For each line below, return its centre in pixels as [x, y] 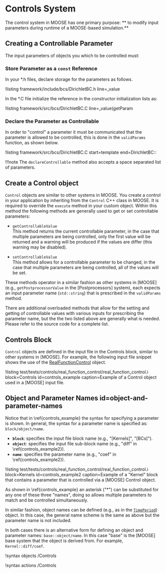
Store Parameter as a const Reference [51, 68]
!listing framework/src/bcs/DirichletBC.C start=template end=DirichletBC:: [81, 152]
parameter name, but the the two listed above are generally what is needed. [83, 319]
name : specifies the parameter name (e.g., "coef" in [64, 454]
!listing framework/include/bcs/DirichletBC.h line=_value [63, 89]
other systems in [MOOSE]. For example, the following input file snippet [78, 357]
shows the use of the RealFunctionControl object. [56, 362]
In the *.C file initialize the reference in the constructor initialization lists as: [81, 99]
